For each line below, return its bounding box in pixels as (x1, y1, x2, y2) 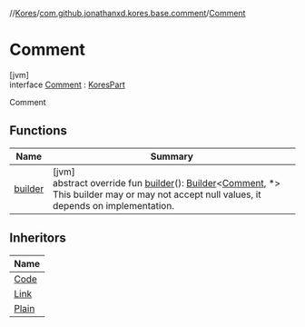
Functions (9, 123, 68, 139)
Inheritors (9, 231, 66, 246)
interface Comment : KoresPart (9, 79, 125, 90)
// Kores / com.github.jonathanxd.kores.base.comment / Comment (9, 8, 246, 18)
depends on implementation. (53, 199, 175, 212)
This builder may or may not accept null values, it (53, 188, 261, 201)
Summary (150, 150, 193, 163)
